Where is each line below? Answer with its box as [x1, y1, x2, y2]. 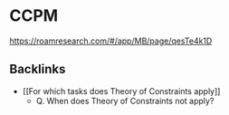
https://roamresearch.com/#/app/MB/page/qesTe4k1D [9, 35, 213, 46]
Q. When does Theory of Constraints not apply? [35, 95, 215, 106]
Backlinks [9, 62, 66, 77]
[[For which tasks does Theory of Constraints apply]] [22, 85, 221, 96]
